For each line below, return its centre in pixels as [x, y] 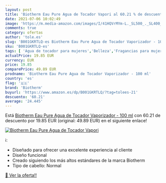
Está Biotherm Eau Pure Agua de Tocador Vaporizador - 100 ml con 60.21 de [83, 115]
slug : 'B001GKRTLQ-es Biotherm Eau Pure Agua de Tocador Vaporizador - [80, 42]
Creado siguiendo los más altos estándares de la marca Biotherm [79, 160]
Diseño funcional [29, 155]
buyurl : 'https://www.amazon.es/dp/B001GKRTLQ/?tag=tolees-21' [72, 92]
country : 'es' [20, 78]
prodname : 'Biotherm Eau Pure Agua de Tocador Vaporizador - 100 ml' [78, 74]
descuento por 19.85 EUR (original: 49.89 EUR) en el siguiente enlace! [76, 121]
